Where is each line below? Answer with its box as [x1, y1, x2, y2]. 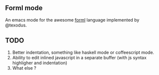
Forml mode [5, 4, 43, 12]
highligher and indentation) [12, 60, 68, 66]
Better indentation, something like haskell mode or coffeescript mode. [12, 49, 155, 55]
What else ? [12, 65, 37, 71]
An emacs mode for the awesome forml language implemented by [5, 17, 140, 23]
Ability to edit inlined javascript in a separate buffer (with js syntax [12, 54, 147, 60]
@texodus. [5, 22, 27, 28]
